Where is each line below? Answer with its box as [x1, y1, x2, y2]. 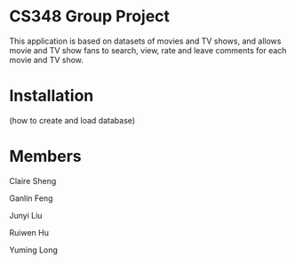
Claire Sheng [9, 175, 57, 186]
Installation [9, 86, 94, 106]
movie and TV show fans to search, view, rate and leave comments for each [9, 44, 287, 55]
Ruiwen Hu [9, 227, 49, 237]
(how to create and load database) [9, 115, 136, 125]
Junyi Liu [9, 210, 43, 220]
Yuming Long [9, 244, 58, 255]
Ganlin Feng [9, 193, 53, 204]
